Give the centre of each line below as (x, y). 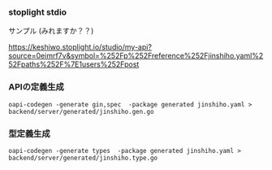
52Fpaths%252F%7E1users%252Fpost (74, 64)
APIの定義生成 (37, 87)
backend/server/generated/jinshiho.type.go (83, 158)
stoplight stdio (38, 12)
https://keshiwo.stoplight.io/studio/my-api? (80, 47)
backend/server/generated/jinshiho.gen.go (81, 111)
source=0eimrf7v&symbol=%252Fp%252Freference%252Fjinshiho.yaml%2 (136, 56)
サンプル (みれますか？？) (51, 31)
